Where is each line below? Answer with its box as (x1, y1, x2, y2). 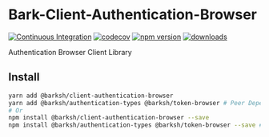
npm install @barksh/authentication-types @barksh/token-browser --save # (8, 121, 263, 129)
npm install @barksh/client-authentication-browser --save (8, 114, 210, 122)
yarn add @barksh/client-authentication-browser (8, 92, 174, 100)
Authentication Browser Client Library (8, 47, 132, 57)
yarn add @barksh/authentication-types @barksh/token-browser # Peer (8, 99, 246, 107)
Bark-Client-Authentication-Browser (8, 6, 258, 24)
